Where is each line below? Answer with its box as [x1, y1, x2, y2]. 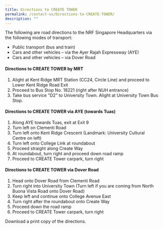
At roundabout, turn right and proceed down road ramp [12, 150, 124, 156]
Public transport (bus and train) [12, 44, 76, 50]
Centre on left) [12, 135, 42, 141]
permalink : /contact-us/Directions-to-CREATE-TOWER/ [5, 12, 115, 17]
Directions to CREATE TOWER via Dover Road [5, 167, 99, 173]
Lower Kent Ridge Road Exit [12, 82, 69, 88]
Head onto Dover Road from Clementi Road [12, 178, 100, 184]
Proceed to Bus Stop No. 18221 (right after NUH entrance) [12, 87, 129, 93]
